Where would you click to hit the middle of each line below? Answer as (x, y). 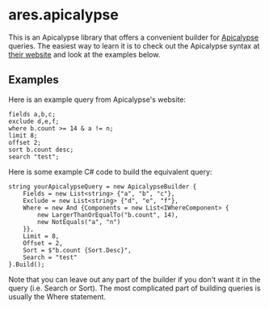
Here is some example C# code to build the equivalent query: (110, 171)
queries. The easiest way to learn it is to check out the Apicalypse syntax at (134, 45)
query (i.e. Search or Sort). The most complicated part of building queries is (134, 288)
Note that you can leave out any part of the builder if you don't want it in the (134, 279)
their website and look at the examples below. (84, 54)
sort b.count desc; (41, 150)
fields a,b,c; (32, 114)
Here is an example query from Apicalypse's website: (97, 99)
